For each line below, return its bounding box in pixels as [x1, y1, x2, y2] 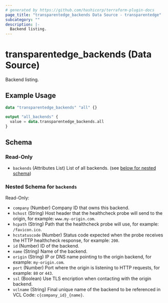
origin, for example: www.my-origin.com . [12, 216, 96, 222]
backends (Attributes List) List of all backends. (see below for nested [12, 165, 156, 171]
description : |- [5, 22, 40, 27]
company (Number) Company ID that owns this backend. [12, 205, 130, 211]
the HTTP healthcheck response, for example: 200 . [12, 237, 120, 244]
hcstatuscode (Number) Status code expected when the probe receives [12, 232, 163, 238]
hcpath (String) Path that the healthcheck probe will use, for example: [12, 221, 159, 227]
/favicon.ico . [12, 227, 42, 233]
